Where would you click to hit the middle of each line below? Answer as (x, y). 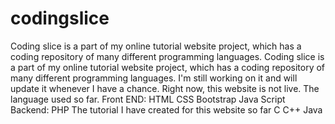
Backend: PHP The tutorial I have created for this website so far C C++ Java (166, 109)
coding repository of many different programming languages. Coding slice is (167, 56)
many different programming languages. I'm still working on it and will (154, 78)
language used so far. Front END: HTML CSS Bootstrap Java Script (148, 99)
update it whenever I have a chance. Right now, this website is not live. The (165, 88)
